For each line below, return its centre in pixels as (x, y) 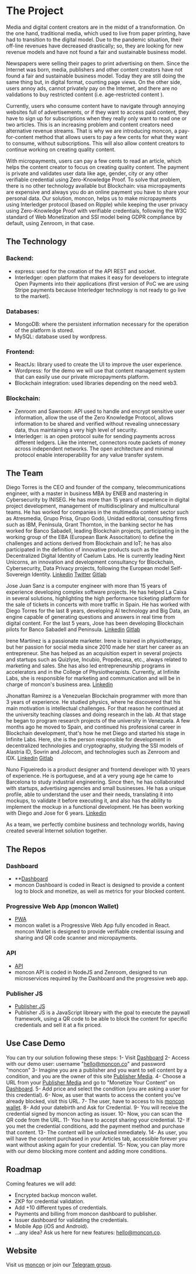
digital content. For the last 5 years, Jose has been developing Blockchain (95, 624)
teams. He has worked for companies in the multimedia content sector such (97, 512)
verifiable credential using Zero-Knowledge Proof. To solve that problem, (94, 179)
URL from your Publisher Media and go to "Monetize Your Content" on (91, 1082)
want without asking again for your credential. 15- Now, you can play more (96, 1144)
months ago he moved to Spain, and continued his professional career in (94, 727)
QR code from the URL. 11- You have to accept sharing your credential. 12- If (98, 1120)
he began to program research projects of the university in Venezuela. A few (98, 721)
